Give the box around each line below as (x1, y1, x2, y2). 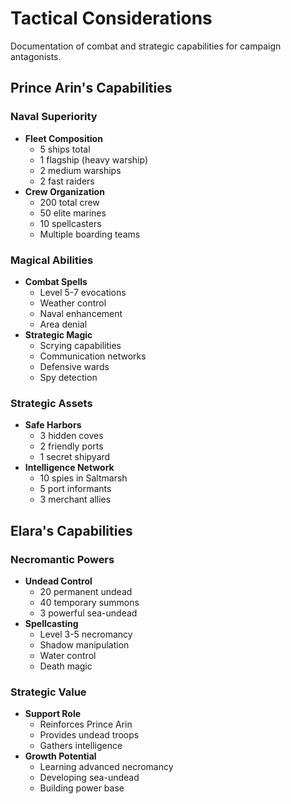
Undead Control (24, 575, 93, 587)
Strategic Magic (24, 328, 93, 341)
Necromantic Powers (10, 552, 115, 566)
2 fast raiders (39, 175, 95, 187)
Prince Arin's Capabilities (10, 80, 173, 97)
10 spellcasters (39, 217, 102, 229)
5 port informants (39, 483, 112, 495)
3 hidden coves (39, 430, 104, 442)
